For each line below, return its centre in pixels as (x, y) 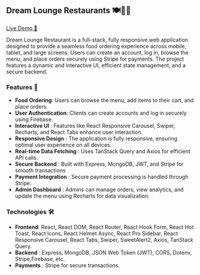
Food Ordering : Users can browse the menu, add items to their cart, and (104, 100)
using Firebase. (34, 119)
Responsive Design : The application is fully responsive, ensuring (96, 139)
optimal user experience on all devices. (63, 145)
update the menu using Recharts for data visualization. (82, 196)
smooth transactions (40, 171)
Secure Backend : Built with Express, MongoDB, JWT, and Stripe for (99, 164)
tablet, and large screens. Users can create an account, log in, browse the (97, 52)
